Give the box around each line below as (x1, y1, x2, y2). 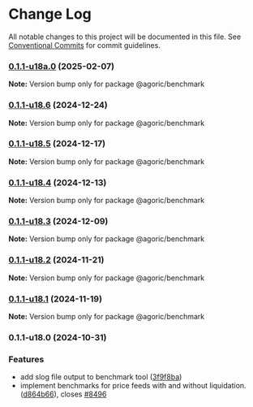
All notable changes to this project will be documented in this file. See (8, 32, 242, 41)
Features (8, 353, 45, 365)
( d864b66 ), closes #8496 (19, 389, 107, 399)
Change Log (8, 5, 92, 24)
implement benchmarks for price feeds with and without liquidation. (19, 381, 247, 391)
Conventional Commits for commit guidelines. (8, 40, 161, 50)
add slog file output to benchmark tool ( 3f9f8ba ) (19, 372, 182, 382)
